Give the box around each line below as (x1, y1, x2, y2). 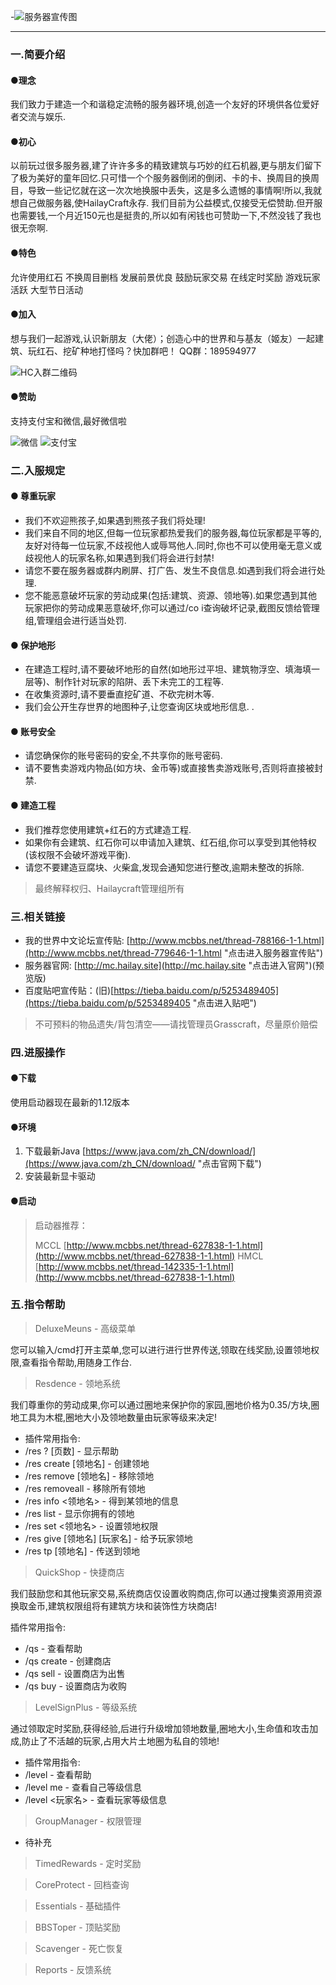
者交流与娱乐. (10, 111, 67, 123)
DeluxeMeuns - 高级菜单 (34, 1322, 137, 1334)
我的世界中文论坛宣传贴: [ (24, 934, 130, 946)
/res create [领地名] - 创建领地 (24, 1457, 150, 1469)
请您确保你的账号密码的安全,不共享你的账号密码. (24, 750, 223, 762)
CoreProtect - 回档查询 (34, 1878, 130, 1890)
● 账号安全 (10, 725, 57, 737)
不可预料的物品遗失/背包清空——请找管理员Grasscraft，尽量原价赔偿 (34, 1018, 318, 1030)
